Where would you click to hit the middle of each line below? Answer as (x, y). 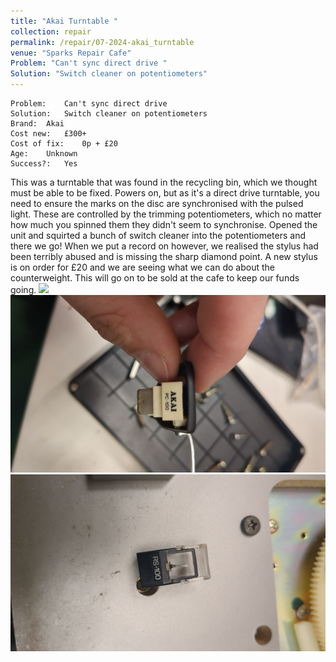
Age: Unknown (44, 154)
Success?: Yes (44, 164)
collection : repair (51, 31)
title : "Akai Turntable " (64, 21)
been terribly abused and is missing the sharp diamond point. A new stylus (164, 256)
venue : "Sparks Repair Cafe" (71, 53)
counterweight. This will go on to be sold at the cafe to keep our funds (155, 278)
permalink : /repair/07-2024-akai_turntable (102, 42)
